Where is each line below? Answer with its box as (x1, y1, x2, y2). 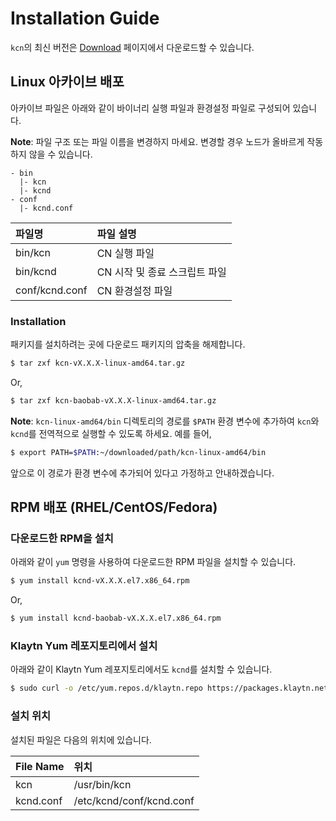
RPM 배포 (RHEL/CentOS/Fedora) (10, 499, 218, 516)
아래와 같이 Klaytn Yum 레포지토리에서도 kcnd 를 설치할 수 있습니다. (10, 663, 273, 676)
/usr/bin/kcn (73, 777, 132, 791)
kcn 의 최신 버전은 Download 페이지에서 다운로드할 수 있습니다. (10, 41, 255, 53)
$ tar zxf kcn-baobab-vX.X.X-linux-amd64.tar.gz (10, 395, 217, 406)
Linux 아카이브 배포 (10, 73, 125, 91)
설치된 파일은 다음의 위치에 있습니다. (10, 733, 152, 746)
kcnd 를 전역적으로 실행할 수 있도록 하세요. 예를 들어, (10, 427, 212, 439)
